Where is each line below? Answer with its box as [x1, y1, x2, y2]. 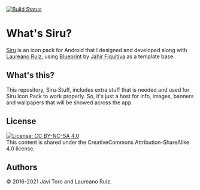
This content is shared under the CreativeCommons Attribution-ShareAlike [6, 138, 190, 146]
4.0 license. [6, 144, 35, 152]
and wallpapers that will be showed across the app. [6, 99, 133, 106]
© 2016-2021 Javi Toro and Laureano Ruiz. [6, 178, 112, 185]
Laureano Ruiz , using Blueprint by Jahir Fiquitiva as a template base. [6, 53, 175, 60]
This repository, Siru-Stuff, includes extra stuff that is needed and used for [6, 86, 190, 93]
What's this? [6, 70, 55, 80]
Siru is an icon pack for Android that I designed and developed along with [6, 46, 187, 53]
